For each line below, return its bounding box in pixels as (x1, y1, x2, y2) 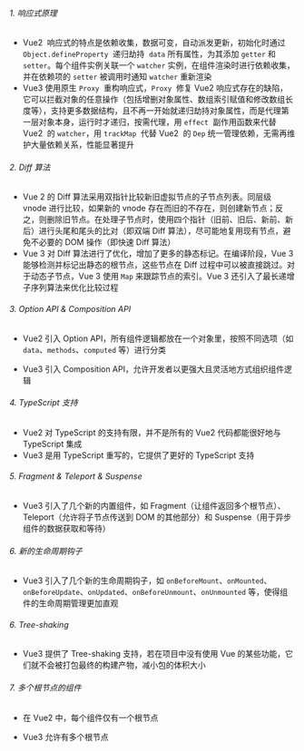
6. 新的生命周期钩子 (9, 545, 83, 556)
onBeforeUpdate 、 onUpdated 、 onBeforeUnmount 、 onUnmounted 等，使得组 (22, 587, 289, 598)
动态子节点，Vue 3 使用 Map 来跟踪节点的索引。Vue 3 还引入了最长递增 (30, 271, 295, 282)
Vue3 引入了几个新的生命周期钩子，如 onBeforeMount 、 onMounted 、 (22, 575, 272, 586)
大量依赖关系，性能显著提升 (30, 140, 134, 151)
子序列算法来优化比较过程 (22, 282, 119, 293)
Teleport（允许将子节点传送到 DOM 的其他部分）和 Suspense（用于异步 (22, 512, 292, 522)
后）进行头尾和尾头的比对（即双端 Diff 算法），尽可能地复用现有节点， (22, 226, 283, 237)
